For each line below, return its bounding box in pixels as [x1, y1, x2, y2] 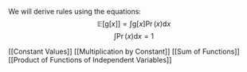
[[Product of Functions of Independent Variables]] [8, 55, 172, 64]
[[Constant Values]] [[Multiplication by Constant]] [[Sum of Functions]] [8, 47, 241, 56]
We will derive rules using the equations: [8, 7, 142, 16]
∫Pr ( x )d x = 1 [113, 32, 155, 40]
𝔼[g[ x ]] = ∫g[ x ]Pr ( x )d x [96, 19, 171, 28]
